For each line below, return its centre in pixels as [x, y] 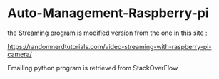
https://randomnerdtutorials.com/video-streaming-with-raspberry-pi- [109, 46]
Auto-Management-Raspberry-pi [108, 13]
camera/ [20, 54]
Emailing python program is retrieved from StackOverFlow [93, 68]
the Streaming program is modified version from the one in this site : [108, 33]
